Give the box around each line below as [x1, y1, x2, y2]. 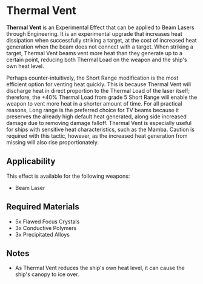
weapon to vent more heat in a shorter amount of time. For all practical [6, 100, 182, 107]
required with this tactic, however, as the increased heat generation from [6, 132, 188, 140]
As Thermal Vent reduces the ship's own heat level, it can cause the [15, 265, 185, 272]
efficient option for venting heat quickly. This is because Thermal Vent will [6, 80, 191, 88]
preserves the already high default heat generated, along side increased [6, 113, 187, 120]
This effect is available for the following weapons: [6, 172, 130, 180]
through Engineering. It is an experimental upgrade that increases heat [6, 30, 183, 37]
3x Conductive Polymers [15, 224, 77, 231]
